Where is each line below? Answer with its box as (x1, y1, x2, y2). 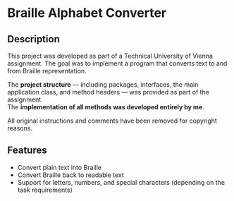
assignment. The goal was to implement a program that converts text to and (7, 59, 228, 68)
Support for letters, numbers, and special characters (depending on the (17, 178, 226, 186)
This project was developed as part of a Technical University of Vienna (7, 51, 214, 60)
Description (7, 33, 60, 45)
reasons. (7, 124, 33, 132)
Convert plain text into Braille (17, 163, 102, 171)
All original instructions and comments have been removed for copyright (7, 116, 217, 125)
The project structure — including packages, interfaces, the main (7, 80, 199, 89)
